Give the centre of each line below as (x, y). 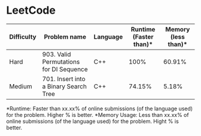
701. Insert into (64, 79)
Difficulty (23, 36)
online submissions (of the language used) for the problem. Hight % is (93, 121)
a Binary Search (64, 86)
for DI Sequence (65, 69)
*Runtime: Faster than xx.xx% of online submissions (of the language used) (100, 109)
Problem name (65, 36)
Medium (21, 86)
